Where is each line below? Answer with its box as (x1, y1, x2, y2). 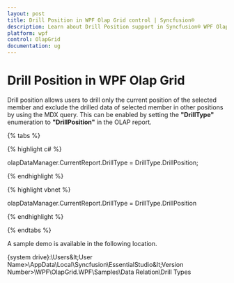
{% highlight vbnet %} (7, 185, 71, 194)
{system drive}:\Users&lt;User (7, 252, 93, 261)
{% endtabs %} (7, 226, 52, 234)
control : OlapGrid (7, 36, 61, 43)
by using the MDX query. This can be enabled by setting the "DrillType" (7, 110, 214, 118)
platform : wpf (7, 29, 49, 37)
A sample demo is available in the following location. (7, 239, 157, 247)
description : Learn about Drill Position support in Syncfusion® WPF (7, 23, 214, 30)
